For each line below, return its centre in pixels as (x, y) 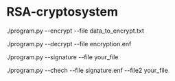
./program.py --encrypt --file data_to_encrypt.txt (75, 31)
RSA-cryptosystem (62, 12)
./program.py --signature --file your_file (62, 57)
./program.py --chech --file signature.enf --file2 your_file (87, 70)
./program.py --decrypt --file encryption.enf (69, 44)
